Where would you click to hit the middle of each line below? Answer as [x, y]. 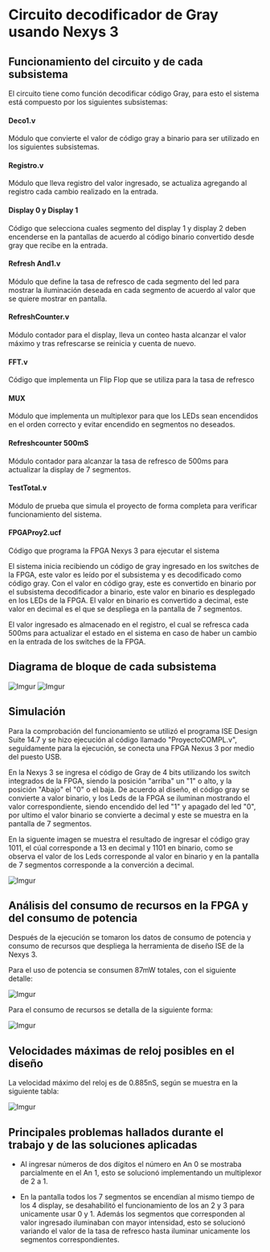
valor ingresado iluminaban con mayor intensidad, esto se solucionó [133, 1223]
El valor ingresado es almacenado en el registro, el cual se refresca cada [129, 624]
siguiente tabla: [34, 1091]
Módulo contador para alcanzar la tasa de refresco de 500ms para [119, 461]
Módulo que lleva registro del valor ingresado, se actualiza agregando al [128, 183]
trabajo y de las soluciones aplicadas [103, 1145]
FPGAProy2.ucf [35, 533]
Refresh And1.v [35, 264]
